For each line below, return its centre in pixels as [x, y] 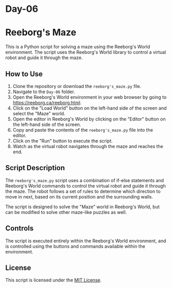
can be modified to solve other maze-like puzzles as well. [66, 212]
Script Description [35, 168]
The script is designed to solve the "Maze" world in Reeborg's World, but [83, 207]
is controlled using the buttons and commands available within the [75, 246]
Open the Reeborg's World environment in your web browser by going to [90, 97]
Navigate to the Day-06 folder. [44, 92]
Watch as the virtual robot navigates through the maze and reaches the [88, 146]
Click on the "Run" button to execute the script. [63, 141]
